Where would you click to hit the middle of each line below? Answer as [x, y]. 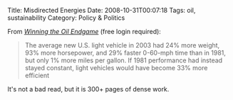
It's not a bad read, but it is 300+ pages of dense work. [88, 89]
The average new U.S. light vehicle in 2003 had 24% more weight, [122, 45]
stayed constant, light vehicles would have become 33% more [116, 68]
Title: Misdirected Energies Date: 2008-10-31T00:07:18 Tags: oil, [102, 10]
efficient [37, 75]
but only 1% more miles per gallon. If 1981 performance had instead [124, 60]
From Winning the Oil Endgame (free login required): [84, 32]
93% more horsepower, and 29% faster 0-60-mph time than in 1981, [125, 53]
